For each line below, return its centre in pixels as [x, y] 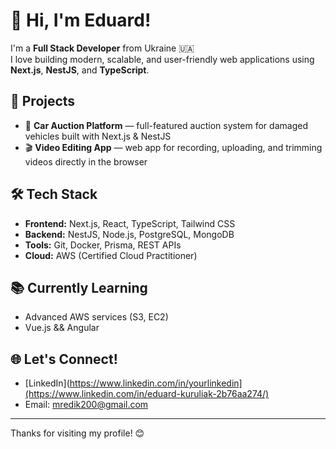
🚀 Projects [43, 101]
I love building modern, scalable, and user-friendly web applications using [162, 59]
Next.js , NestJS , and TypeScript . [80, 70]
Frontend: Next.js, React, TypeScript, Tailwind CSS [130, 223]
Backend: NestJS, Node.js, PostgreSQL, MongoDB [129, 234]
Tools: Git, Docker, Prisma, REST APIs [103, 245]
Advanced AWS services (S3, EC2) [96, 317]
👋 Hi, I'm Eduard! [81, 20]
